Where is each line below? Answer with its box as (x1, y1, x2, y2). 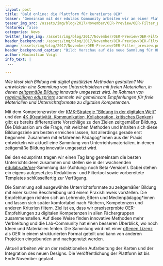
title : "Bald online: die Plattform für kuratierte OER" (5, 12, 123, 17)
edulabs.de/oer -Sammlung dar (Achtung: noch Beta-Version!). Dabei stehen (5, 165, 157, 170)
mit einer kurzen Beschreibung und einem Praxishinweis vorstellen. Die (5, 190, 147, 196)
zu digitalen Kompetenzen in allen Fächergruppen (35, 210, 135, 216)
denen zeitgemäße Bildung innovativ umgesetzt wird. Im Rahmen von (5, 89, 144, 95)
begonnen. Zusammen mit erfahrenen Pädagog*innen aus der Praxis (5, 134, 143, 141)
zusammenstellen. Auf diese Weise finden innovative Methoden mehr (5, 216, 144, 221)
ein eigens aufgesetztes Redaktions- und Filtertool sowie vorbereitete (5, 170, 145, 176)
